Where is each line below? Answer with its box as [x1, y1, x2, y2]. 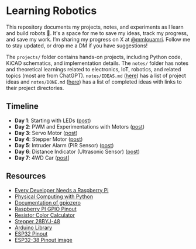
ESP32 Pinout [14, 230, 48, 237]
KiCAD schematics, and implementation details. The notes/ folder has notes [6, 60, 189, 67]
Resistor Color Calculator [14, 212, 75, 219]
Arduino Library [14, 224, 53, 231]
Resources [6, 171, 46, 181]
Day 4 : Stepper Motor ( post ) [14, 136, 83, 143]
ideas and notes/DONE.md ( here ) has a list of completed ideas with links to [6, 78, 183, 85]
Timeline [6, 101, 39, 112]
